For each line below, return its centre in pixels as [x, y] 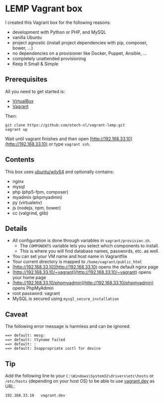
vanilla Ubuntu [27, 37]
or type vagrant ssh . [70, 144]
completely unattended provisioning [49, 58]
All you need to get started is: [35, 91]
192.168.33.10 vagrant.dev [35, 396]
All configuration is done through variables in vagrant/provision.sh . [82, 241]
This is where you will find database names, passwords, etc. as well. [89, 251]
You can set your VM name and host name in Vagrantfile [70, 256]
